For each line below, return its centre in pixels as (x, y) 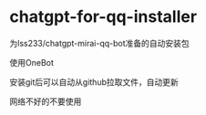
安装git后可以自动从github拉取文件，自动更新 (94, 82)
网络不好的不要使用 (46, 101)
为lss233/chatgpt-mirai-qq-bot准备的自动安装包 (99, 43)
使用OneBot (32, 62)
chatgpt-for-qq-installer (103, 17)
